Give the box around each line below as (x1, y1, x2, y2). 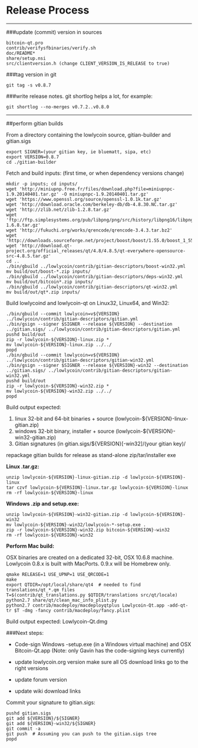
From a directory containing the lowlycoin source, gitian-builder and (6, 131, 171, 138)
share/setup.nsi (6, 55, 46, 61)
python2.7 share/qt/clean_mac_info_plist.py (6, 597, 117, 603)
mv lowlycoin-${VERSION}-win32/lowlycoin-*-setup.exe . (6, 522, 146, 528)
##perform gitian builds (6, 120, 64, 127)
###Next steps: (6, 629, 44, 636)
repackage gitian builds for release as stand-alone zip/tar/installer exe (6, 451, 176, 458)
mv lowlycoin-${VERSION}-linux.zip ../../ (6, 342, 112, 347)
